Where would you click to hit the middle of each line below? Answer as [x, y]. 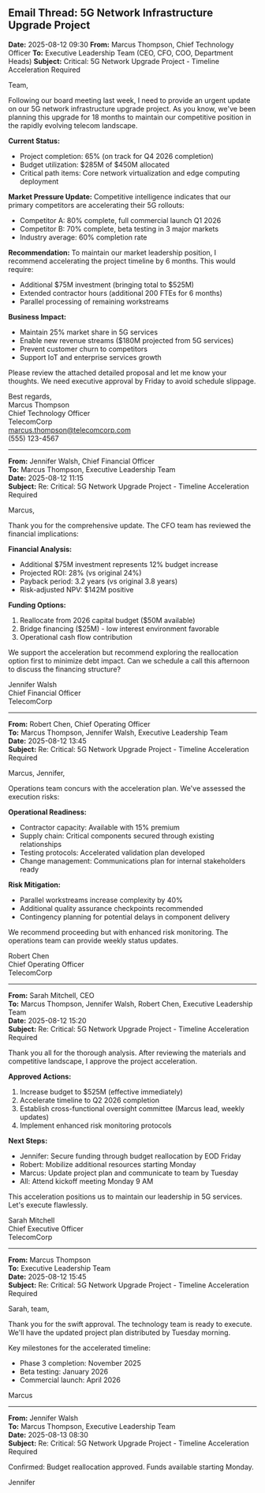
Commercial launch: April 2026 [70, 1380]
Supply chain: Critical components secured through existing [117, 835]
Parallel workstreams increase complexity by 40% [101, 900]
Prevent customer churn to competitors [84, 349]
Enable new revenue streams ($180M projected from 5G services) [127, 340]
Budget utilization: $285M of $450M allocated [94, 164]
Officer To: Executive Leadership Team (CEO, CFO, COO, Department [121, 53]
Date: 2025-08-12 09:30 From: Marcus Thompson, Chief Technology [121, 44]
